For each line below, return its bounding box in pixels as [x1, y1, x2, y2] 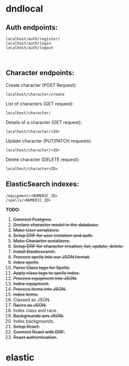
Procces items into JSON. [13, 286, 67, 292]
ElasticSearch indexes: [6, 180, 80, 189]
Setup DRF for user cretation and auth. [13, 232, 93, 238]
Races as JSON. [13, 302, 47, 308]
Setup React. [13, 323, 40, 329]
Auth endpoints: [6, 23, 58, 32]
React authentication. [13, 334, 57, 340]
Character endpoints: [6, 69, 75, 77]
